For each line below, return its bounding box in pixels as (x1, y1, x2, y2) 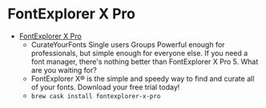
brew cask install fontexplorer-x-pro (30, 92, 161, 100)
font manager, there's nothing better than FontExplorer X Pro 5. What (30, 57, 259, 66)
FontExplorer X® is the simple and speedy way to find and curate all (30, 74, 255, 83)
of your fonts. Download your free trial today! (30, 82, 180, 92)
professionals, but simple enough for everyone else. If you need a (30, 48, 248, 58)
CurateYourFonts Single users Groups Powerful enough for (30, 39, 225, 49)
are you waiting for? (30, 65, 97, 74)
